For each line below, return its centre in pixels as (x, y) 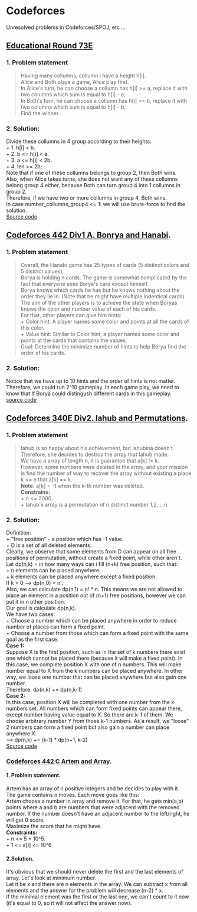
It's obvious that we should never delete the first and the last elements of (95, 872)
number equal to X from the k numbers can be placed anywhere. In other (95, 670)
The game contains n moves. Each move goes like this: (73, 795)
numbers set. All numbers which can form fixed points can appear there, (94, 708)
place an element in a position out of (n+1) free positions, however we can (96, 595)
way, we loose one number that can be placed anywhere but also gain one (96, 677)
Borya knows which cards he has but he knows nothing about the (100, 290)
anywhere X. (22, 733)
